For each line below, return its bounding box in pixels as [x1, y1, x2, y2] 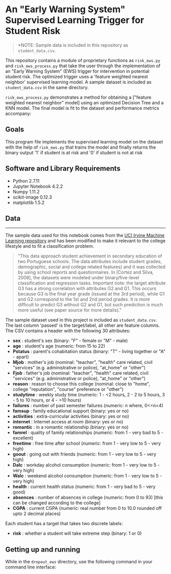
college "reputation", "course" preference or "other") [12, 386, 124, 392]
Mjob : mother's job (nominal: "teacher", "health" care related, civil [12, 359, 153, 365]
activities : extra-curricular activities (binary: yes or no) [12, 413, 129, 419]
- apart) [12, 354, 29, 360]
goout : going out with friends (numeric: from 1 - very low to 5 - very [12, 451, 157, 457]
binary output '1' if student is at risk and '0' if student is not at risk [5, 149, 143, 156]
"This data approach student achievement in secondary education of [17, 253, 162, 259]
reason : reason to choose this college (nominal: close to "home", [12, 381, 150, 387]
